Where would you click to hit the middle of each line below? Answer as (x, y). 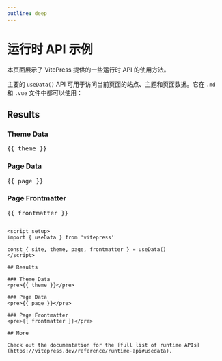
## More (18, 333)
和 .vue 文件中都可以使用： (45, 92)
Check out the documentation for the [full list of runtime (95, 345)
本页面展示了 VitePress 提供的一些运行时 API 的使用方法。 (88, 70)
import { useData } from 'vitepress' (61, 237)
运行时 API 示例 (50, 49)
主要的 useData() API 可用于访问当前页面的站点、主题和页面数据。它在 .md (112, 84)
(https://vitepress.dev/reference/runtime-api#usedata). (90, 351)
